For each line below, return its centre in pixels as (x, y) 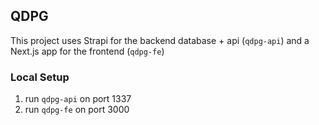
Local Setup (40, 77)
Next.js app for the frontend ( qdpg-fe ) (87, 51)
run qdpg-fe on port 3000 (77, 110)
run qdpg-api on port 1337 (78, 99)
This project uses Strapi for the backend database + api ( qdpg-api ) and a (160, 40)
